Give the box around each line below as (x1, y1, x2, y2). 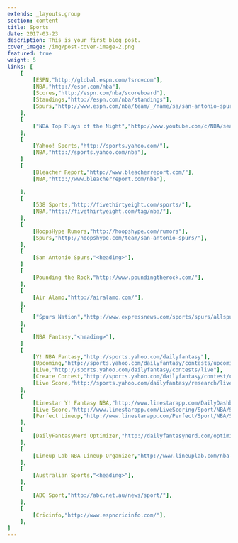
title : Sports (7, 23, 50, 31)
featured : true (7, 50, 52, 57)
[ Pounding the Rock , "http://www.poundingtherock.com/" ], (33, 274, 204, 281)
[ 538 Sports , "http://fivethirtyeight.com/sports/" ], (33, 202, 192, 209)
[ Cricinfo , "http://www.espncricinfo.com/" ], (33, 512, 166, 519)
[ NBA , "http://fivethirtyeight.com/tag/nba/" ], (33, 208, 173, 215)
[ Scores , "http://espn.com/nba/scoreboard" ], (33, 89, 166, 97)
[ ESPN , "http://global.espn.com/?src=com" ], (33, 76, 163, 84)
